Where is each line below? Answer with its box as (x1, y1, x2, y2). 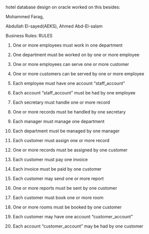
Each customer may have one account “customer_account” (12, 214, 133, 219)
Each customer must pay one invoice (12, 157, 88, 162)
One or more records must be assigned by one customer (12, 147, 128, 153)
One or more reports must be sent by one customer (12, 185, 118, 191)
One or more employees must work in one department (12, 42, 123, 48)
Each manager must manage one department (12, 118, 105, 124)
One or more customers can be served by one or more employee (12, 71, 145, 77)
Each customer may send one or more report (12, 175, 104, 181)
